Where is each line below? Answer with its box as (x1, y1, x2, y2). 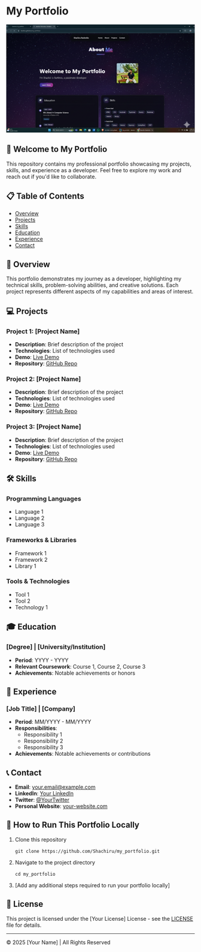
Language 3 (14, 521, 45, 528)
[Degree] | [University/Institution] (6, 643, 106, 651)
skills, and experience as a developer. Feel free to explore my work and (6, 166, 181, 173)
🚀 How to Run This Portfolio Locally (6, 820, 139, 830)
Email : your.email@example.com (14, 783, 96, 791)
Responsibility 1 (23, 731, 63, 738)
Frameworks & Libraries (6, 536, 77, 544)
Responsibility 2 (23, 737, 63, 745)
